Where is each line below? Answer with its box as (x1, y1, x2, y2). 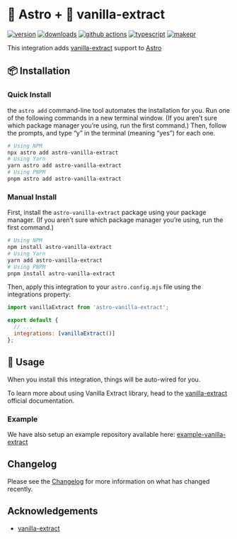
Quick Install (7, 90, 52, 100)
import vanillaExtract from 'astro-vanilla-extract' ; (7, 304, 170, 311)
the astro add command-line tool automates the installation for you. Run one (7, 106, 230, 114)
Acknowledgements (7, 505, 98, 517)
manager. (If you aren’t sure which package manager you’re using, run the (7, 216, 224, 224)
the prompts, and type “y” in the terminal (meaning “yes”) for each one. (7, 128, 216, 137)
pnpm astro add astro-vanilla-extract (7, 175, 122, 182)
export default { (7, 317, 59, 324)
